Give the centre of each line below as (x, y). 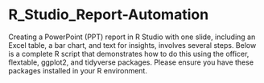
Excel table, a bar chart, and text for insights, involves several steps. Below (132, 45)
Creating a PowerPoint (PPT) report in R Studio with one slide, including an (132, 37)
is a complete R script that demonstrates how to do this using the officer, (129, 53)
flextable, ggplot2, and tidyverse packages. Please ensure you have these (131, 62)
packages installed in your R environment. (78, 70)
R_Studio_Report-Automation (109, 15)
